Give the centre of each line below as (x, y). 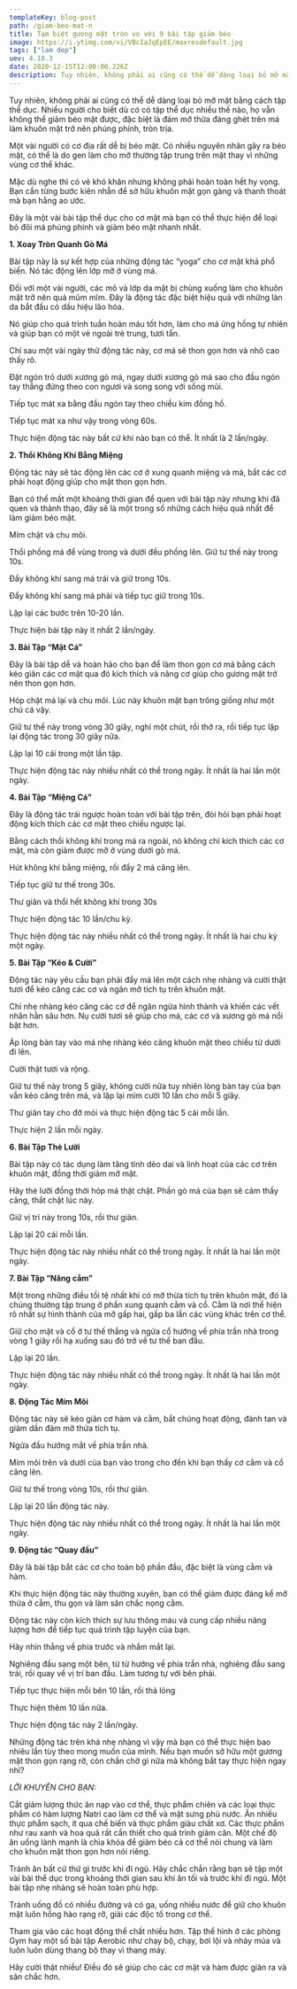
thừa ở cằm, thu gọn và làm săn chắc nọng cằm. (97, 1603)
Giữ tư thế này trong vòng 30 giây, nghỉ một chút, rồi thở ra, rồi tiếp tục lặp (144, 726)
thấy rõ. (23, 360)
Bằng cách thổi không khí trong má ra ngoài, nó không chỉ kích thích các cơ (147, 840)
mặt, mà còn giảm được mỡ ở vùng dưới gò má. (95, 850)
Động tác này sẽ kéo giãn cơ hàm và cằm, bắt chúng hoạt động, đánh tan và (148, 1419)
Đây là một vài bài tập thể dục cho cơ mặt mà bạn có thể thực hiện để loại (143, 217)
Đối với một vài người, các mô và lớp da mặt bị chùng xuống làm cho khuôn (146, 288)
